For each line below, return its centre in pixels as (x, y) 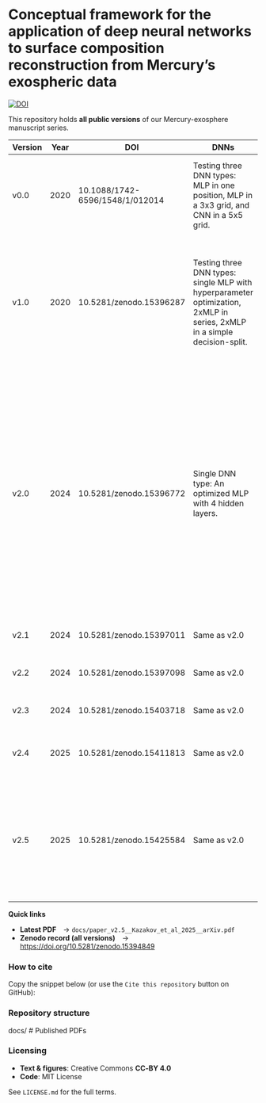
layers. (205, 513)
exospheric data (63, 82)
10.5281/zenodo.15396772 (132, 493)
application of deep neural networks (130, 31)
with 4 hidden (218, 503)
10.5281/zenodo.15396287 (132, 302)
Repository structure (49, 1013)
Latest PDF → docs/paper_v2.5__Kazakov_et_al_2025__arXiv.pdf (127, 929)
